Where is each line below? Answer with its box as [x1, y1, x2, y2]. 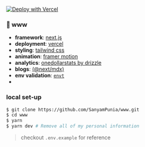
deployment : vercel [14, 40, 64, 48]
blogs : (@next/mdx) [14, 65, 64, 73]
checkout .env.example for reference [20, 134, 111, 141]
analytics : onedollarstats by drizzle [14, 60, 102, 67]
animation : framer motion [14, 53, 78, 60]
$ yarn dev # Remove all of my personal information [6, 123, 140, 129]
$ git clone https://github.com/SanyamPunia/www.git [6, 107, 140, 112]
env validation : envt [14, 72, 65, 79]
